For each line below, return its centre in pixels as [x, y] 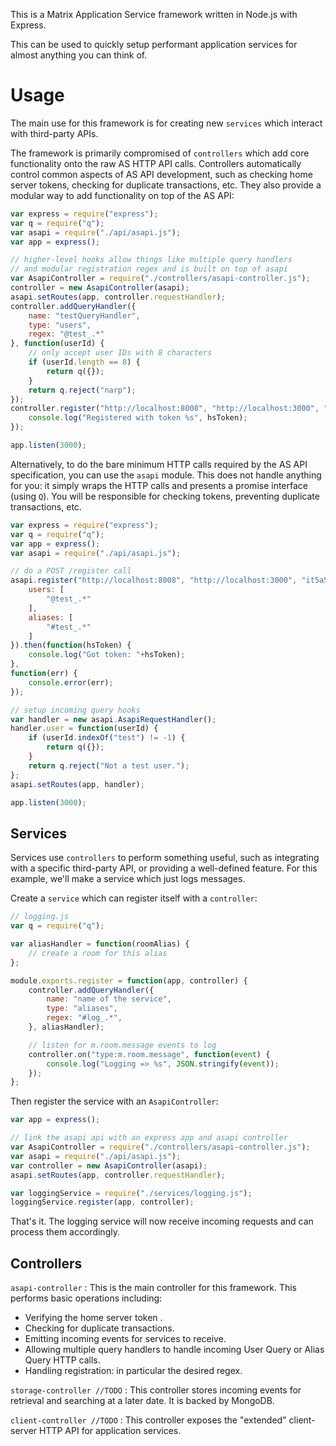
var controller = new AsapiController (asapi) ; [109, 1165]
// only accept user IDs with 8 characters [120, 353]
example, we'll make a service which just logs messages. [128, 879]
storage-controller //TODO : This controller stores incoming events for [156, 1390]
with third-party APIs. [54, 133]
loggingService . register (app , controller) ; [102, 1202]
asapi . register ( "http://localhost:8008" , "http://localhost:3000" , [154, 580]
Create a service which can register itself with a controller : [134, 898]
